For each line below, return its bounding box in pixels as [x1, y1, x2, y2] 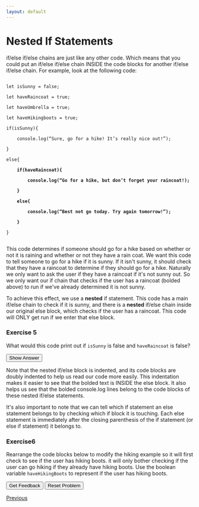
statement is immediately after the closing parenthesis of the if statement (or [6, 416, 194, 423]
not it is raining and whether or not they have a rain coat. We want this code [6, 251, 191, 259]
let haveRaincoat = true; [6, 94, 70, 100]
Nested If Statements [6, 34, 113, 48]
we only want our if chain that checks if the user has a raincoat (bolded [6, 276, 181, 284]
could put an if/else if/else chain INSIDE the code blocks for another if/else [6, 60, 189, 67]
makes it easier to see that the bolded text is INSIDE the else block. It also [6, 379, 186, 386]
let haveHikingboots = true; [6, 114, 78, 121]
